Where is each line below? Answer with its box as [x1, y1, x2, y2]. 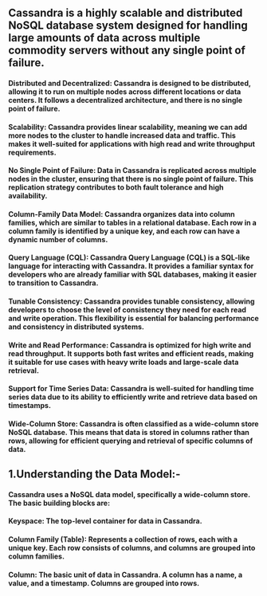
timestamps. [8, 401, 52, 410]
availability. [8, 191, 48, 201]
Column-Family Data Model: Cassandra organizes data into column [8, 209, 235, 218]
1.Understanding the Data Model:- [8, 468, 181, 481]
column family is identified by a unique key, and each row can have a [8, 226, 241, 236]
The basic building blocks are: [8, 498, 110, 508]
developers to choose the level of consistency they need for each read [8, 304, 247, 314]
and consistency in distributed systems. [8, 322, 145, 331]
